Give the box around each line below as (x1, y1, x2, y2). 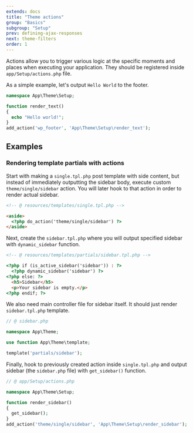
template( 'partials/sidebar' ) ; (6, 350, 83, 356)
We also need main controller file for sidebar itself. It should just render (6, 301, 178, 308)
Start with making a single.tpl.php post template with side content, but (6, 172, 180, 179)
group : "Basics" (6, 19, 46, 25)
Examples (6, 142, 43, 152)
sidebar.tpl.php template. (6, 307, 70, 314)
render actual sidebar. (6, 191, 59, 198)
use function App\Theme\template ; (6, 340, 91, 345)
